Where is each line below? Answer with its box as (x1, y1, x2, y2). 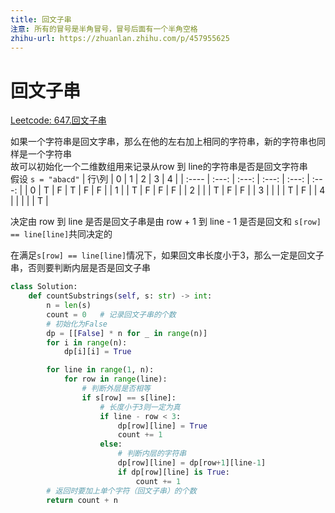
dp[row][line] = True (117, 421, 208, 431)
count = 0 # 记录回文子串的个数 (46, 309, 177, 320)
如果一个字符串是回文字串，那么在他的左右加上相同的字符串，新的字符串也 (10, 136, 317, 148)
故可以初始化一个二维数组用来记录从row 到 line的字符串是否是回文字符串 (10, 161, 308, 173)
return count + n (46, 495, 118, 505)
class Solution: (10, 282, 78, 292)
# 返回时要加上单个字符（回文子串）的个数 (46, 486, 197, 496)
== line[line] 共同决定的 (10, 228, 113, 240)
